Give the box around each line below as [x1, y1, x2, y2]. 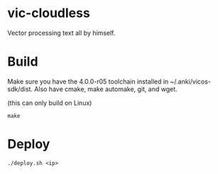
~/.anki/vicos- [170, 77, 212, 86]
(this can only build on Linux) [7, 98, 92, 107]
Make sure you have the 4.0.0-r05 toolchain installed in [7, 77, 169, 86]
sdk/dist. [7, 84, 33, 93]
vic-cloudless [7, 5, 90, 21]
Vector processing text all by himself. [7, 29, 116, 37]
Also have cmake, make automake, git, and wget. [34, 84, 178, 93]
